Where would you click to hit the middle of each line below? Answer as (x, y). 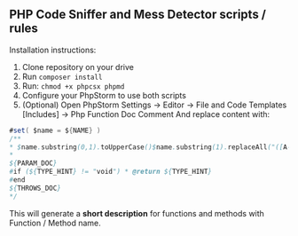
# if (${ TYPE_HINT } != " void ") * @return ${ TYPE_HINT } (111, 172)
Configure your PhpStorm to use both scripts (104, 95)
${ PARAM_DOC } (33, 163)
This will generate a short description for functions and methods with (137, 213)
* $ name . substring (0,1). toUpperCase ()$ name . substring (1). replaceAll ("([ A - (150, 147)
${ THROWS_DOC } (35, 188)
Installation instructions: (53, 50)
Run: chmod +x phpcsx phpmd (73, 86)
